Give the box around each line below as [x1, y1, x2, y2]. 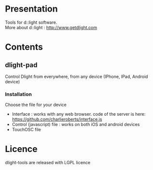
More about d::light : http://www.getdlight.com [5, 24, 97, 30]
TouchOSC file [12, 127, 41, 133]
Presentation [5, 3, 58, 15]
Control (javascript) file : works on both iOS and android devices [12, 122, 140, 127]
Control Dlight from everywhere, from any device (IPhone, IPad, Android [5, 74, 148, 79]
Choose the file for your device [5, 102, 67, 108]
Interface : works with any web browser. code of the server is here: [12, 111, 146, 117]
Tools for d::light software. [5, 19, 57, 25]
